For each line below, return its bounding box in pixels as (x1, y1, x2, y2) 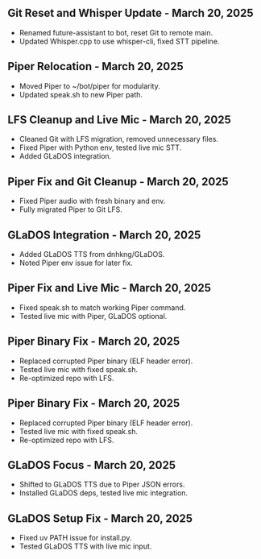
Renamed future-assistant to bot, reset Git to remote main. (19, 27, 213, 37)
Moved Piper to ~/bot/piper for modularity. (19, 81, 160, 91)
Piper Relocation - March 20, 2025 (7, 60, 184, 73)
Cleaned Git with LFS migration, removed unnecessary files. (19, 135, 219, 144)
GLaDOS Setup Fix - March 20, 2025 (7, 511, 193, 525)
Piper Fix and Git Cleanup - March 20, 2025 (7, 175, 229, 188)
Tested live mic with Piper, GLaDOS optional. (19, 311, 168, 321)
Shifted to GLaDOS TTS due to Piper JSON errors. (19, 479, 185, 490)
